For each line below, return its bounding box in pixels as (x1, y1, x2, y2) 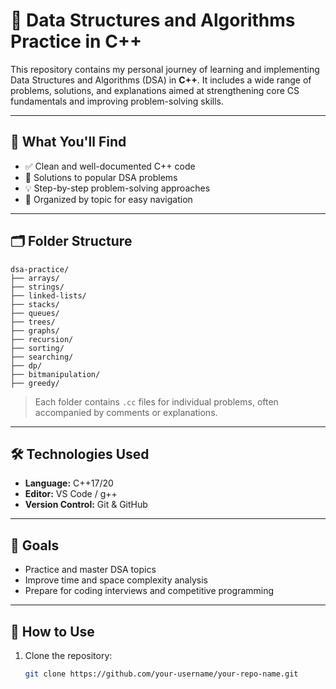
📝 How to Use (10, 623, 95, 640)
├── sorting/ (10, 343, 65, 353)
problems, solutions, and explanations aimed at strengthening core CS (10, 84, 300, 96)
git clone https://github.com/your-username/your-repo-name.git (24, 669, 299, 679)
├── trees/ (10, 317, 56, 327)
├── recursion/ (10, 334, 74, 344)
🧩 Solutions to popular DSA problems (24, 171, 178, 183)
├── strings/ (10, 282, 65, 292)
